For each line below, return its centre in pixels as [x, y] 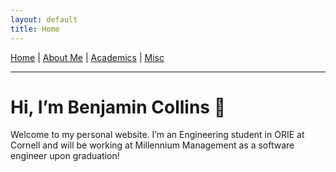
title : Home [35, 29]
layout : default [44, 19]
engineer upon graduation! [65, 156]
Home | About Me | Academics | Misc [87, 57]
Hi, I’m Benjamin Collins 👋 [118, 107]
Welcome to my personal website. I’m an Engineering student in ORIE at [157, 135]
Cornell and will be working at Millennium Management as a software [152, 145]
